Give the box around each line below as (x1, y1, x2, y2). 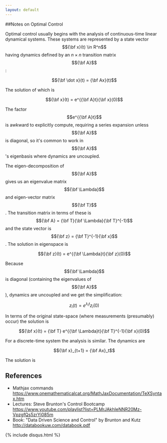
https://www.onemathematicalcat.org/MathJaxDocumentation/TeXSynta (12, 390, 162, 396)
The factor (5, 106, 27, 112)
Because (5, 260, 24, 266)
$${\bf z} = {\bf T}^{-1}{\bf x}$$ (51, 233, 118, 239)
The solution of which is (5, 87, 55, 93)
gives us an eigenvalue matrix (5, 178, 67, 184)
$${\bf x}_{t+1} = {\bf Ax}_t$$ (53, 347, 115, 353)
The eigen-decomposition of (5, 163, 64, 169)
